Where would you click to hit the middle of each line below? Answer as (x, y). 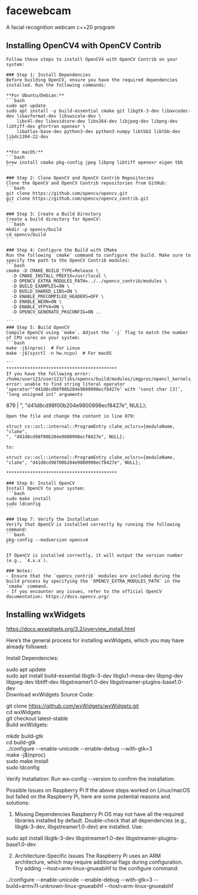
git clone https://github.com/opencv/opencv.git (67, 193)
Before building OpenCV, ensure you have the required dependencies (92, 80)
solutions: (18, 802)
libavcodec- (176, 111)
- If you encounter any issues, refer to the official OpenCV (84, 591)
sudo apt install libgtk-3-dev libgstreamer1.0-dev (65, 838)
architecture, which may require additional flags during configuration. (99, 862)
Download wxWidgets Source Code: (50, 694)
